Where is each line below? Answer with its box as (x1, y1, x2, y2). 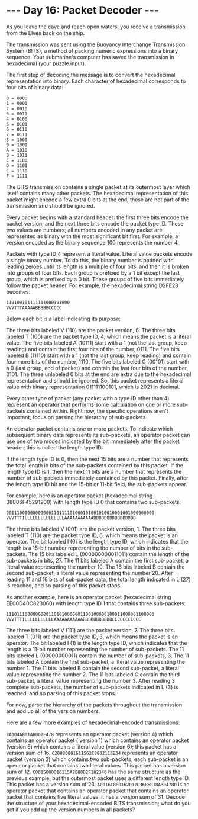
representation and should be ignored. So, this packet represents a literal (6, 377, 184, 384)
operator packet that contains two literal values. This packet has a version (6, 762, 186, 769)
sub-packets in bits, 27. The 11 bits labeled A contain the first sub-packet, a (6, 557, 189, 564)
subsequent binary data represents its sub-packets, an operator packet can (6, 431, 190, 438)
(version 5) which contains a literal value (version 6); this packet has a (6, 743, 177, 750)
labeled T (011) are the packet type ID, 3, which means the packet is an (6, 633, 178, 640)
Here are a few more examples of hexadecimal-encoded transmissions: (6, 719, 180, 726)
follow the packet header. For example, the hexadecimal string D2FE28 (6, 282, 178, 289)
